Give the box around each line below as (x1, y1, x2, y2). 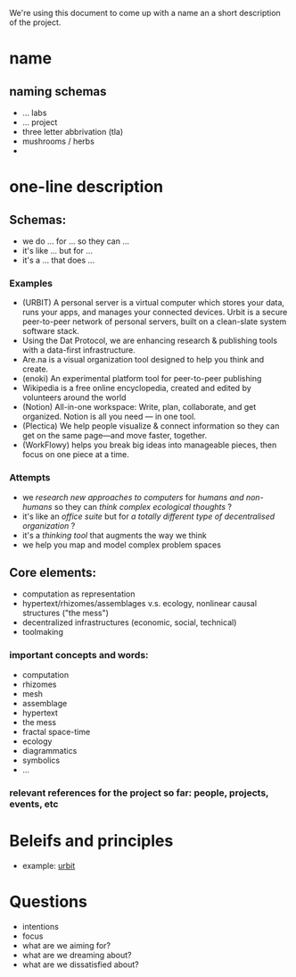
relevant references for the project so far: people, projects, (9, 786, 269, 798)
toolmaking (21, 627, 64, 638)
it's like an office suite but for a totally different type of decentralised (21, 511, 275, 522)
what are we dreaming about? (21, 949, 132, 960)
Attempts (9, 472, 51, 484)
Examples (9, 277, 53, 289)
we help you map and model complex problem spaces (21, 539, 221, 550)
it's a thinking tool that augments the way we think (21, 530, 207, 540)
